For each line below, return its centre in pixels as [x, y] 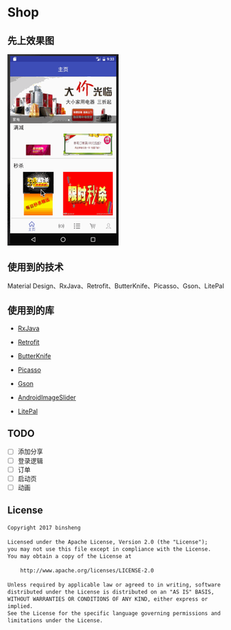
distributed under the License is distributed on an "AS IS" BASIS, [111, 592]
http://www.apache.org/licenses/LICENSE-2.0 [87, 570]
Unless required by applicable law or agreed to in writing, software [114, 585]
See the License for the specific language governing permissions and [114, 613]
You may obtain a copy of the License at [70, 556]
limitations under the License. [55, 620]
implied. [20, 606]
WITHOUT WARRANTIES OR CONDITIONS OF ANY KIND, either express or [108, 599]
